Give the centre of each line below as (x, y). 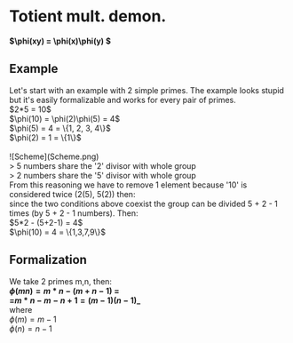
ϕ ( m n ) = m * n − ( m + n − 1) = (64, 291)
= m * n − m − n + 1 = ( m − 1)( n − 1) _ (75, 300)
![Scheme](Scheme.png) (54, 156)
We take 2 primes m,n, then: (61, 281)
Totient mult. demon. (88, 16)
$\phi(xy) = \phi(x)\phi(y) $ (60, 41)
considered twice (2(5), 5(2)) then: (72, 194)
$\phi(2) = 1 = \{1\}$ (45, 137)
